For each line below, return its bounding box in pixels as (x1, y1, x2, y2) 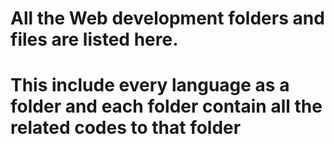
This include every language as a (10, 74, 290, 97)
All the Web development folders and (10, 7, 325, 30)
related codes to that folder (10, 117, 242, 139)
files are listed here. (10, 28, 179, 51)
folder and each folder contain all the (10, 95, 323, 118)
